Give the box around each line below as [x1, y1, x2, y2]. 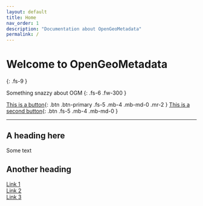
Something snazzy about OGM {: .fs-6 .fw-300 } [6, 89, 127, 97]
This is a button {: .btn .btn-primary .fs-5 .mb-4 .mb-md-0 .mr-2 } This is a [6, 101, 190, 108]
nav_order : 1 [6, 20, 39, 26]
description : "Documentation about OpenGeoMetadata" [6, 25, 142, 32]
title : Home [6, 15, 36, 21]
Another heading [6, 164, 71, 174]
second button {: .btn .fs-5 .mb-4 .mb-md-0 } [6, 107, 118, 115]
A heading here [6, 131, 65, 141]
